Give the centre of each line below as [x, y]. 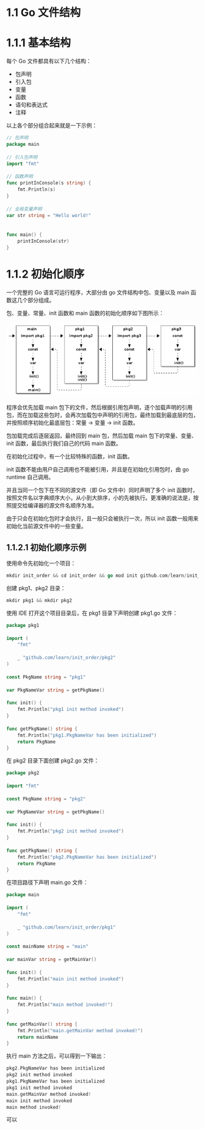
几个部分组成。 [36, 300]
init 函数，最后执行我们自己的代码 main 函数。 [64, 443]
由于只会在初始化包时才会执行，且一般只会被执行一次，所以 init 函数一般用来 [103, 519]
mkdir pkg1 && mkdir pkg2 [39, 600]
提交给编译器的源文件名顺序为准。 [54, 506]
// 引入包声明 [22, 157]
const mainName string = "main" [47, 947]
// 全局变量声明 [24, 209]
